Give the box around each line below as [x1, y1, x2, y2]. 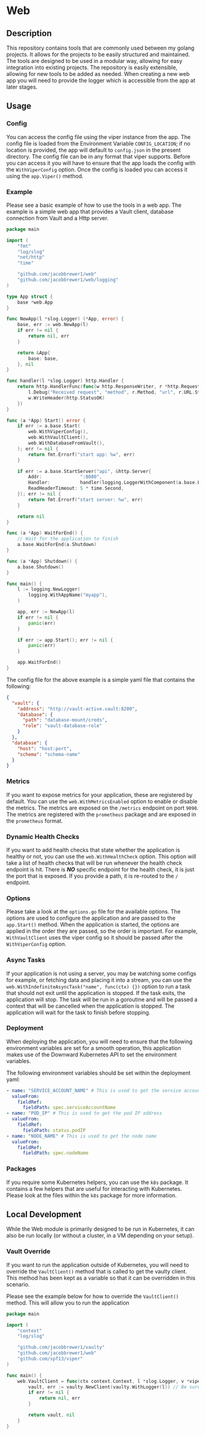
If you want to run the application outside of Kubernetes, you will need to [6, 1261, 189, 1269]
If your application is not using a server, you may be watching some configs [6, 969, 196, 977]
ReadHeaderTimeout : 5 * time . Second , [28, 485, 124, 491]
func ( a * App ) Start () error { [6, 417, 86, 423]
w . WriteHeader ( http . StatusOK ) [28, 395, 105, 401]
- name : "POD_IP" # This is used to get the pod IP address [6, 1110, 163, 1117]
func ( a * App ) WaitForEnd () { [6, 530, 84, 536]
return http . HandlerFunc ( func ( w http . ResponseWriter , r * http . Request [17, 384, 201, 390]
